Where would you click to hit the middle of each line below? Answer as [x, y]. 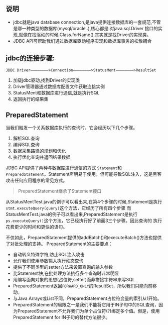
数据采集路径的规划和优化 [39, 151]
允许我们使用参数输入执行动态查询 [48, 261]
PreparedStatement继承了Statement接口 [60, 191]
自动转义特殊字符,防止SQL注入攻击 [49, 255]
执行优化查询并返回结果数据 [42, 157]
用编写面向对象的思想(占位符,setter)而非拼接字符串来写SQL [74, 280]
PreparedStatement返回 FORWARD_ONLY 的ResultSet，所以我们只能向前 [83, 286]
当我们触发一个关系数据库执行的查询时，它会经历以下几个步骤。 [71, 128]
